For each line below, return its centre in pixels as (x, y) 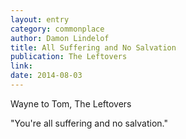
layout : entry (40, 19)
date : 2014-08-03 (46, 76)
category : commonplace (57, 29)
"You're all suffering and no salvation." (89, 123)
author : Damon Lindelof (60, 38)
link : (21, 66)
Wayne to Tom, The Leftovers (71, 103)
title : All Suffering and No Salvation (93, 47)
